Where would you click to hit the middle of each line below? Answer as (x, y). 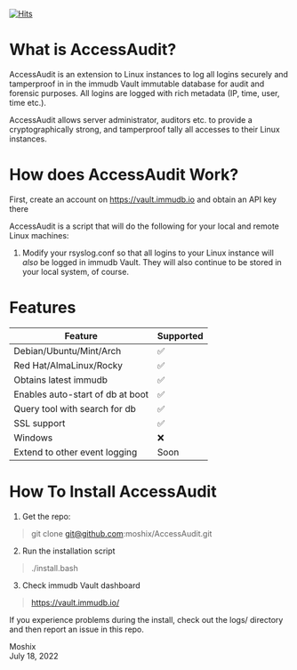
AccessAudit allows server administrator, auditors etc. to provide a (131, 119)
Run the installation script (68, 551)
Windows (33, 438)
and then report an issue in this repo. (77, 629)
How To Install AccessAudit (113, 492)
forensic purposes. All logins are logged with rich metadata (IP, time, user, (144, 93)
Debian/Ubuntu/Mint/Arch (68, 351)
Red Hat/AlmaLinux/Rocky (68, 365)
